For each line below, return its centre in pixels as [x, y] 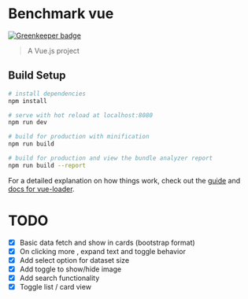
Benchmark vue [61, 14]
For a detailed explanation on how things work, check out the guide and [124, 180]
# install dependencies [47, 94]
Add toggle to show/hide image [70, 269]
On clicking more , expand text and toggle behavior [103, 251]
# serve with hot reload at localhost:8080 [81, 115]
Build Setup [37, 76]
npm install [28, 101]
